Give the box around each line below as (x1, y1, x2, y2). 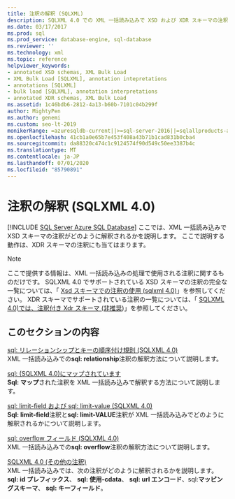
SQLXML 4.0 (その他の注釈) (7, 458, 87, 466)
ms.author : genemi (7, 114, 61, 121)
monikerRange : (7, 127, 49, 134)
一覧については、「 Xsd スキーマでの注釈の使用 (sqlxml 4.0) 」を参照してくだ (7, 286, 226, 294)
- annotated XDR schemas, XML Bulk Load (7, 95, 127, 102)
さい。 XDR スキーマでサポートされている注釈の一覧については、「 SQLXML (7, 295, 225, 303)
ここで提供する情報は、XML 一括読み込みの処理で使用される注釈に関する (7, 268, 219, 277)
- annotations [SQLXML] (7, 82, 77, 89)
